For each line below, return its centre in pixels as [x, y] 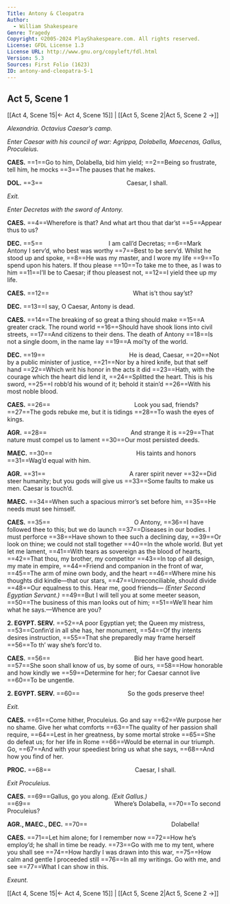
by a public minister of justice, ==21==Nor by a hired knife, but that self [107, 362]
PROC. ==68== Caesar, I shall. [92, 770]
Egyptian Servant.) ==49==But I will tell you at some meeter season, [104, 595]
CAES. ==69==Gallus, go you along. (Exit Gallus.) [77, 796]
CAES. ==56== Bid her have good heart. [105, 658]
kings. [16, 419]
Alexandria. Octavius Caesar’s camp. [60, 128]
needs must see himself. [41, 509]
